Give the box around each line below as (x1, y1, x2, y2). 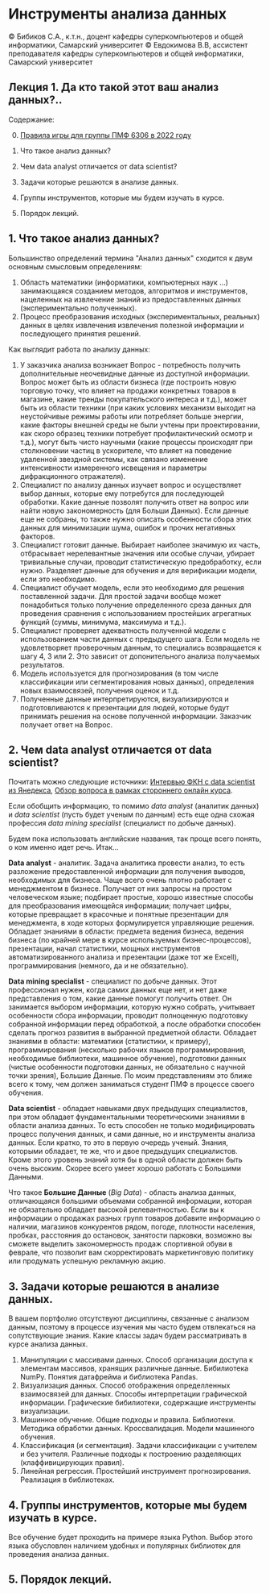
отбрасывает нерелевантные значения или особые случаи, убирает (19, 548, 256, 558)
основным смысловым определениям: (8, 261, 142, 271)
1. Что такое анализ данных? (8, 231, 160, 246)
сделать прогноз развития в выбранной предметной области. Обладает (8, 1028, 257, 1038)
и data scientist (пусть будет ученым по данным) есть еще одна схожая (8, 809, 255, 819)
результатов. (19, 660, 65, 669)
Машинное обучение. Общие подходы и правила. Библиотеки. (19, 1415, 235, 1425)
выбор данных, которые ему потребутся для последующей (19, 489, 225, 498)
